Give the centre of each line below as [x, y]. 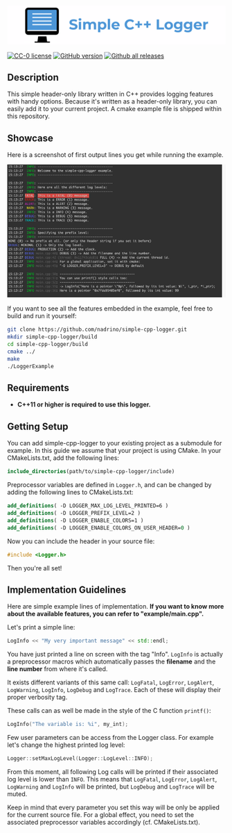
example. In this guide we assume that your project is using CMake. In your [114, 451]
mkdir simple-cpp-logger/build [52, 337]
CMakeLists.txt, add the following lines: [63, 458]
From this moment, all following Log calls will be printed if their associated [113, 772]
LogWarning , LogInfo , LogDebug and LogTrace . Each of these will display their [114, 690]
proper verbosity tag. [37, 698]
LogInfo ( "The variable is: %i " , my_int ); [68, 725]
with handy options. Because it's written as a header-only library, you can [112, 101]
